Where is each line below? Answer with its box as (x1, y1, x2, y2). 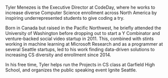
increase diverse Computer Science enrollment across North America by (5, 10, 157, 16)
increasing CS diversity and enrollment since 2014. (5, 52, 112, 58)
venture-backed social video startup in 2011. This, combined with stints (5, 35, 154, 42)
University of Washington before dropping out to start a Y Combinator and (5, 30, 160, 36)
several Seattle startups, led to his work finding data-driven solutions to (5, 47, 155, 52)
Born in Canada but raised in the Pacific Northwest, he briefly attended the (5, 25, 161, 31)
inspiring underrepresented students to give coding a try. (5, 15, 125, 21)
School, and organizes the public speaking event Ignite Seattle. (5, 67, 137, 73)
